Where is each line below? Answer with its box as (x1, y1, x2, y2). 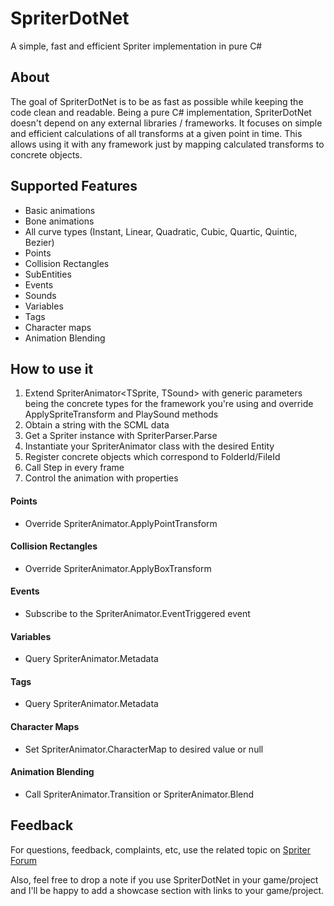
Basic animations (24, 204, 96, 216)
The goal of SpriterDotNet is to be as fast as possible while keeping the (10, 95, 304, 107)
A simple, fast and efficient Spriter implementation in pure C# (10, 40, 263, 52)
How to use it (10, 360, 94, 377)
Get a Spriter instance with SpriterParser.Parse (24, 430, 218, 442)
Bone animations (24, 215, 95, 227)
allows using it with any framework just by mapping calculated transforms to (10, 138, 325, 150)
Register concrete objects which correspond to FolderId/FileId (24, 451, 281, 463)
